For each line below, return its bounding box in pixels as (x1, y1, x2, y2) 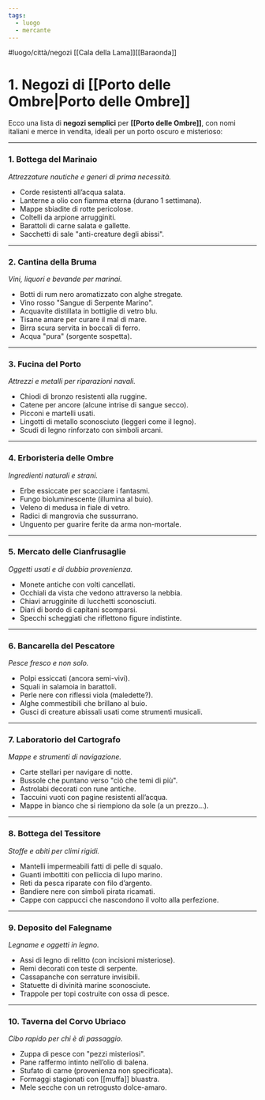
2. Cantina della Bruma (8, 256, 97, 267)
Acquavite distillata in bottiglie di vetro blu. (19, 306, 158, 316)
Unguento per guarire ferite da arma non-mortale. (19, 519, 181, 529)
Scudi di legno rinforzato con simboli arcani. (19, 426, 163, 435)
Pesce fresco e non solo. (8, 659, 89, 668)
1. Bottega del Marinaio (8, 154, 98, 165)
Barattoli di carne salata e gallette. (19, 220, 131, 230)
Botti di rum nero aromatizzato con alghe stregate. (19, 289, 183, 298)
